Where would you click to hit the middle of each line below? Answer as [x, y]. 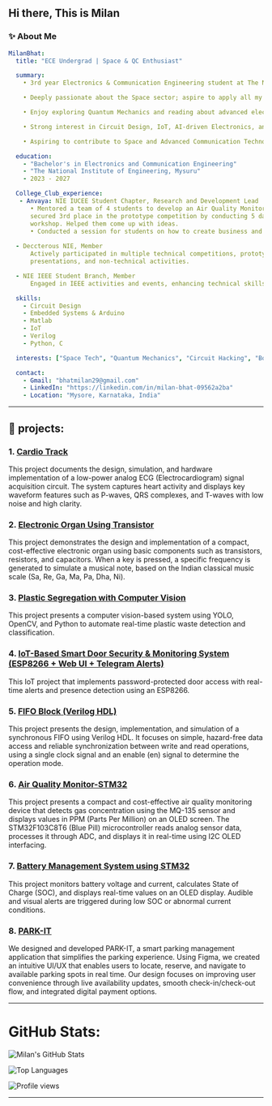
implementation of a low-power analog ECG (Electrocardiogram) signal [126, 477]
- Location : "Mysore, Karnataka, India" [92, 396]
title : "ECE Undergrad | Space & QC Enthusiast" [99, 61]
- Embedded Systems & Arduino [74, 313]
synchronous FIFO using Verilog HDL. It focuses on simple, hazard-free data [136, 738]
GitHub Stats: [55, 1032]
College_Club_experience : [59, 194]
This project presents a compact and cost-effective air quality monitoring [130, 802]
